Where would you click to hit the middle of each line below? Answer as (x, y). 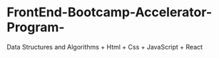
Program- (36, 27)
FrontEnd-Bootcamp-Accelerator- (109, 12)
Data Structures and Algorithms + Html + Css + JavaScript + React (105, 47)
